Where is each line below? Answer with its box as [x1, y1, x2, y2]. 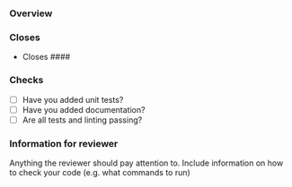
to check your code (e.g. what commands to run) [9, 167, 190, 177]
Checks [9, 74, 44, 87]
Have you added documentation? [22, 104, 146, 115]
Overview [9, 7, 53, 20]
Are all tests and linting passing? [22, 115, 143, 125]
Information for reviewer [9, 137, 119, 149]
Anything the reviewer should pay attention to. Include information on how [9, 157, 284, 168]
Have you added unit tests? [22, 94, 124, 105]
